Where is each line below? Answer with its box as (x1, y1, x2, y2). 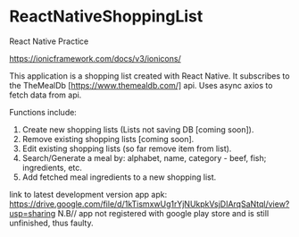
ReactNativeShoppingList (9, 6, 203, 27)
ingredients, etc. (21, 162, 83, 173)
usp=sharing (9, 207, 56, 218)
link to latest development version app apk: (9, 189, 168, 199)
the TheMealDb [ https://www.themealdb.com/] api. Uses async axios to (9, 80, 273, 90)
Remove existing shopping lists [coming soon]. (21, 133, 195, 144)
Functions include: (9, 106, 78, 117)
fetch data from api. (9, 89, 82, 100)
